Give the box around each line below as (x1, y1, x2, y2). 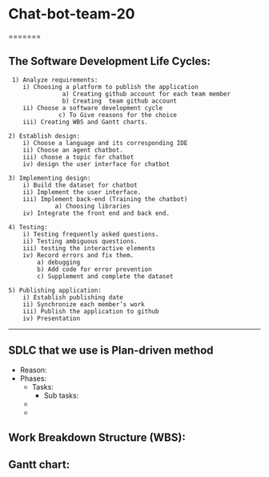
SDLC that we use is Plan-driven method (8, 344, 214, 358)
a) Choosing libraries (54, 202, 130, 210)
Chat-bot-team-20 (8, 5, 135, 23)
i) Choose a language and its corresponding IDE (22, 139, 188, 147)
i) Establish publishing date (22, 293, 124, 301)
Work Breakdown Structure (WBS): (8, 431, 186, 444)
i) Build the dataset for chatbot (22, 181, 138, 189)
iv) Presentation (22, 314, 81, 322)
